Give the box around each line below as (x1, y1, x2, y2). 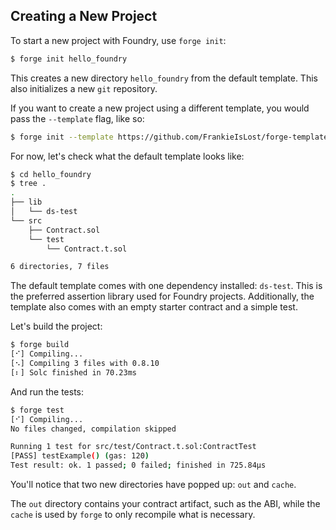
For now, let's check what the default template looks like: (10, 150, 245, 162)
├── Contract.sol (28, 225, 101, 235)
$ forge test (10, 405, 65, 415)
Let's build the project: (10, 320, 103, 333)
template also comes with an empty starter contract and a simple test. (10, 301, 298, 313)
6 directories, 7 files (10, 262, 110, 272)
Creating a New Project (10, 8, 158, 25)
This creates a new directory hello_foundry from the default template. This (10, 72, 318, 84)
